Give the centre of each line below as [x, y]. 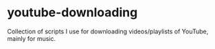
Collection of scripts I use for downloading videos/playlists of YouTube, [108, 31]
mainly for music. [32, 38]
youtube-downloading [72, 13]
